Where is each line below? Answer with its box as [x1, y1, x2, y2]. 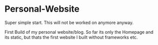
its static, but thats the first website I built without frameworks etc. [4, 34, 138, 40]
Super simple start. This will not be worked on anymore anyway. [4, 20, 134, 25]
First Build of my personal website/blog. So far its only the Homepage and [4, 29, 154, 35]
